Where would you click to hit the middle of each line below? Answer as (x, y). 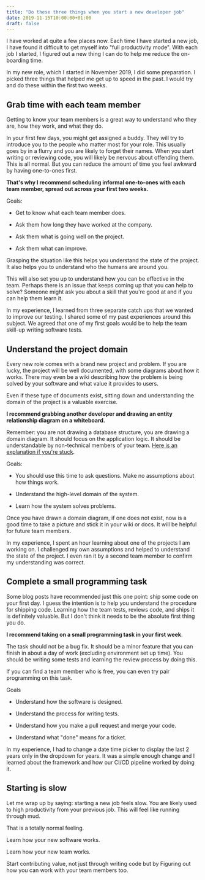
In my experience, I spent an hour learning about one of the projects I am (98, 543)
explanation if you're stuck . (41, 452)
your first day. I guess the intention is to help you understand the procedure (102, 603)
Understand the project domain (67, 349)
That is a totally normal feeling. (45, 828)
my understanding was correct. (46, 562)
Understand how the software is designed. (69, 701)
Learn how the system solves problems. (65, 506)
